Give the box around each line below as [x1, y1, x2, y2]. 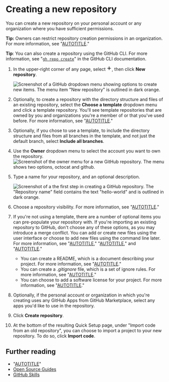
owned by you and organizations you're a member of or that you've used [13, 112, 164, 118]
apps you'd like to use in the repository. [13, 302, 95, 309]
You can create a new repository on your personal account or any [6, 20, 142, 26]
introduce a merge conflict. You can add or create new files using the [13, 230, 156, 236]
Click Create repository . [13, 312, 64, 318]
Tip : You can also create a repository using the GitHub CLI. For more [6, 50, 148, 56]
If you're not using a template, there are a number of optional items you [13, 213, 161, 219]
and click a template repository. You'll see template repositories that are [13, 107, 162, 113]
